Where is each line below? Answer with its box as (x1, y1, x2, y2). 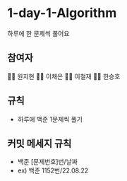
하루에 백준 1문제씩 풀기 (17, 115, 83, 123)
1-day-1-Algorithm (7, 5, 117, 21)
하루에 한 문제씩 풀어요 (7, 29, 70, 37)
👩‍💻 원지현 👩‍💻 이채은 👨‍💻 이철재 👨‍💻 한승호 (7, 72, 121, 81)
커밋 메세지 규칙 (7, 137, 72, 149)
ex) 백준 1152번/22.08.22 (17, 166, 89, 175)
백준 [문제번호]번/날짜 (17, 158, 78, 166)
